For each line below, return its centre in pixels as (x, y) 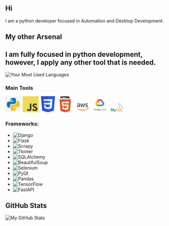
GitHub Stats (26, 206)
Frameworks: (22, 124)
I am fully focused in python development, (74, 54)
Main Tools (19, 88)
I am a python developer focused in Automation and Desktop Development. (84, 20)
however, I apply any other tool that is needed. (81, 62)
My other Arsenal (34, 37)
